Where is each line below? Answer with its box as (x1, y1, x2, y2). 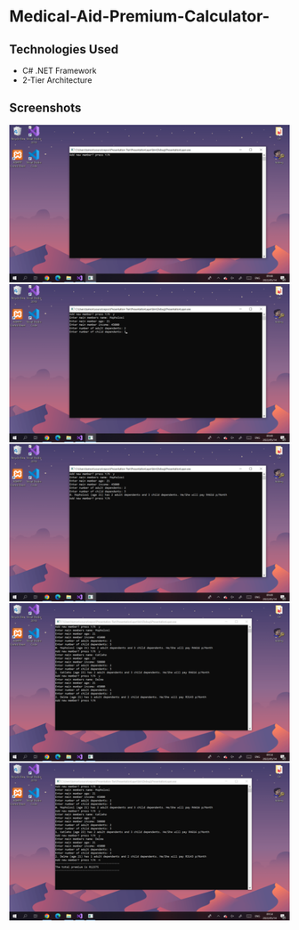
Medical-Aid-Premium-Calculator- (9, 6, 270, 27)
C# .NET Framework (21, 65, 97, 76)
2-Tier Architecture (21, 75, 93, 86)
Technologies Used (9, 42, 118, 57)
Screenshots (9, 101, 82, 116)
